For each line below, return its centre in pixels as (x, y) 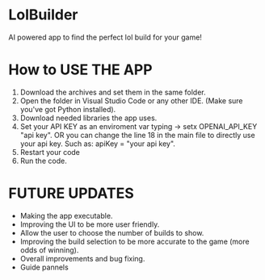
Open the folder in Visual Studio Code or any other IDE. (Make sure (131, 100)
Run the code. (43, 161)
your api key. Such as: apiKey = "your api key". (98, 144)
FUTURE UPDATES (72, 193)
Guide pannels (44, 267)
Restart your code (50, 152)
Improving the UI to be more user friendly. (90, 224)
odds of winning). (49, 250)
